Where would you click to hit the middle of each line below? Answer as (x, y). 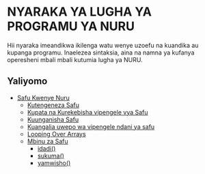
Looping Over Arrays (57, 134)
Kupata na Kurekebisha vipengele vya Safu (87, 112)
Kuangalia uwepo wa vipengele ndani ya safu (91, 126)
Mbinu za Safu (47, 141)
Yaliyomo (27, 82)
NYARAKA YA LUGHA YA (80, 12)
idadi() (46, 148)
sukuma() (51, 156)
